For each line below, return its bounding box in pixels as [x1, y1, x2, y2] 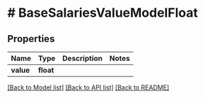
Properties [7, 33, 55, 45]
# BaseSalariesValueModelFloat [7, 5, 198, 21]
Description [62, 54, 102, 63]
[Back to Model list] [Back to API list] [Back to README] [7, 83, 170, 92]
